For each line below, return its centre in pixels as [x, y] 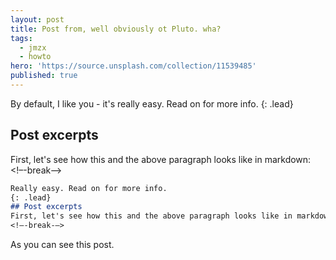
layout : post [37, 19]
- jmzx [33, 47]
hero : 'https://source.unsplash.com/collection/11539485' [133, 66]
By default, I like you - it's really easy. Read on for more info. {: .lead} [152, 103]
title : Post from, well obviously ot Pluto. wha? [116, 29]
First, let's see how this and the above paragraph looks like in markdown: [161, 159]
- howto [35, 57]
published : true [44, 76]
